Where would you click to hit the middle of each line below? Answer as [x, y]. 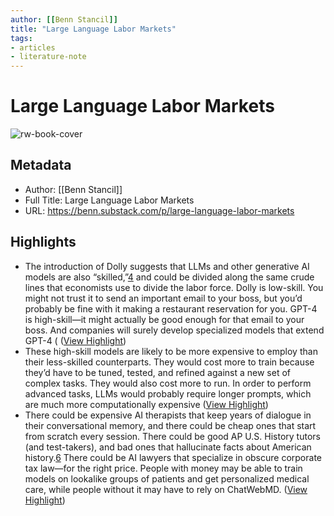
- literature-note [48, 57]
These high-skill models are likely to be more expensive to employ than [171, 351]
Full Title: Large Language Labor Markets [109, 200]
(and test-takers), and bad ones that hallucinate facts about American [168, 447]
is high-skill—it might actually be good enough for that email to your [164, 319]
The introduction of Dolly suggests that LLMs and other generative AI [167, 266]
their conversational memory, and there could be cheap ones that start [170, 425]
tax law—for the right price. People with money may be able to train [163, 468]
